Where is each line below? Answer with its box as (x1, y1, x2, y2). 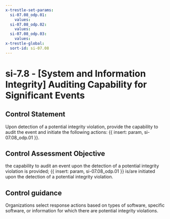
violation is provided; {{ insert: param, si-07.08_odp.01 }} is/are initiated (5, 168, 155, 174)
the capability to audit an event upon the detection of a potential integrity (5, 163, 159, 169)
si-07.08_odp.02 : (10, 22, 47, 27)
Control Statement (5, 110, 66, 118)
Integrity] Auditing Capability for (5, 78, 147, 90)
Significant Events (5, 89, 86, 101)
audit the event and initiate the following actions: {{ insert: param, (5, 129, 143, 135)
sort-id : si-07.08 (10, 46, 50, 51)
